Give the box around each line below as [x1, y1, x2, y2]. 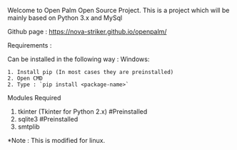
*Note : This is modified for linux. [7, 136, 106, 144]
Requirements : [7, 41, 52, 49]
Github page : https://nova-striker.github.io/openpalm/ [7, 28, 167, 36]
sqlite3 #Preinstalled [17, 115, 79, 123]
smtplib [17, 122, 40, 131]
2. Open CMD [7, 75, 43, 82]
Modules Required [7, 94, 61, 102]
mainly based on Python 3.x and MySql [7, 14, 123, 22]
